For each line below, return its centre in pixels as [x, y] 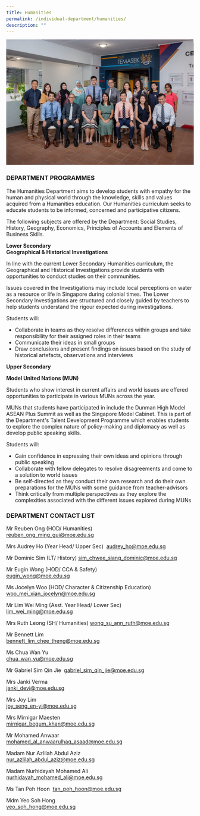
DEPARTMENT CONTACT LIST [51, 515]
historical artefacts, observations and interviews [74, 355]
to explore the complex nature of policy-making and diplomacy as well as [96, 426]
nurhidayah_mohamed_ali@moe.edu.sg [54, 777]
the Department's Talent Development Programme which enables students [98, 420]
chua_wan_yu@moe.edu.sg [40, 659]
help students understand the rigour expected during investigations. [90, 307]
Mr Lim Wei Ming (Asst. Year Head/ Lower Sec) [64, 605]
